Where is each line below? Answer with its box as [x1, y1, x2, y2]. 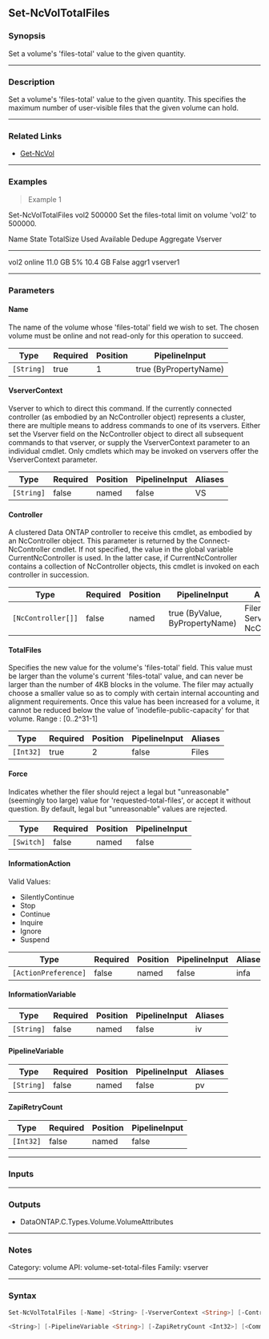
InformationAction [8, 859, 71, 868]
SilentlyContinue [19, 892, 74, 901]
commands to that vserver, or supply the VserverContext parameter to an [8, 437, 251, 447]
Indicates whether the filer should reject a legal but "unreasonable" [8, 787, 230, 796]
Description [8, 76, 55, 87]
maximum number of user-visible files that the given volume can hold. [8, 103, 239, 112]
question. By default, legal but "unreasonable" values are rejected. [8, 803, 228, 813]
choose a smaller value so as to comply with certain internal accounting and [8, 689, 259, 698]
